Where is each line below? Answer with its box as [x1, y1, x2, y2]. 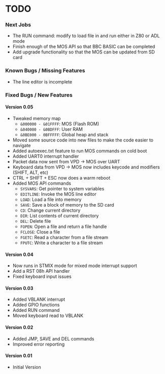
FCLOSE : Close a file [20, 228, 60, 235]
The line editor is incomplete [12, 78, 73, 84]
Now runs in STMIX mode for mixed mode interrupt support [12, 263, 137, 269]
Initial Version [12, 364, 42, 370]
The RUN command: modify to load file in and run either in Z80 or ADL [12, 33, 160, 39]
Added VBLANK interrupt [12, 296, 65, 303]
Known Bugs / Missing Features [5, 67, 85, 74]
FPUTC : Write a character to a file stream [20, 240, 103, 246]
